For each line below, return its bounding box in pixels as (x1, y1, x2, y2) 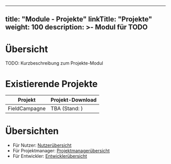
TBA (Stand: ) (50, 105, 83, 112)
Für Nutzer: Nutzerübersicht (12, 142, 72, 148)
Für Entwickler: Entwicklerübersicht (12, 153, 88, 159)
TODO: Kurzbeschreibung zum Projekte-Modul (5, 60, 103, 66)
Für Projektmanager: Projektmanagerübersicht (12, 148, 110, 154)
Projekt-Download (50, 96, 97, 103)
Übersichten (5, 125, 59, 137)
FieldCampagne (8, 105, 46, 112)
